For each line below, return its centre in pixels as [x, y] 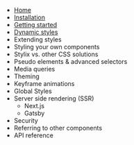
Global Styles [33, 91]
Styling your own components [57, 47]
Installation [30, 17]
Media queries [34, 69]
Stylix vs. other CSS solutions [56, 54]
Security [26, 120]
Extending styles [37, 40]
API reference [33, 135]
